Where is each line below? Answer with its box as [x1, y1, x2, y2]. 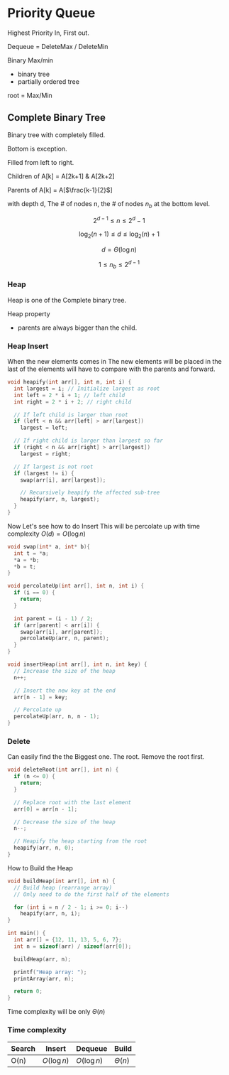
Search [11, 1043, 35, 1053]
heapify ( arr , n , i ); [20, 910, 81, 917]
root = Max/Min [7, 91, 53, 99]
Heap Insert [7, 341, 49, 351]
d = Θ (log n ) [101, 245, 137, 254]
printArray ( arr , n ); [13, 975, 74, 982]
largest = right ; [20, 450, 72, 458]
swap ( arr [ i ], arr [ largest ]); [20, 476, 106, 484]
